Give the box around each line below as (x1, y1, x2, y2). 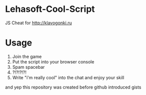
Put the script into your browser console (12, 58, 95, 65)
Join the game (12, 53, 42, 59)
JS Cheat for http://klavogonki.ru (5, 20, 72, 26)
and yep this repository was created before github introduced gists (5, 84, 142, 90)
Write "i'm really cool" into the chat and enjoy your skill (12, 74, 125, 80)
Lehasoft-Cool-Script (5, 3, 95, 15)
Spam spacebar (12, 64, 45, 70)
